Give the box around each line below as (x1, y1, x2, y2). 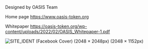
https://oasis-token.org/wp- (30, 23, 87, 29)
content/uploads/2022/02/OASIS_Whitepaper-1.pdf (5, 29, 110, 34)
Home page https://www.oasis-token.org (5, 14, 89, 19)
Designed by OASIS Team (5, 4, 58, 10)
